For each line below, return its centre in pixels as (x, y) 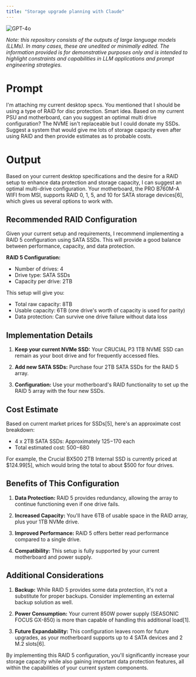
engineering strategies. (34, 65)
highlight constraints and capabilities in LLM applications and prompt (90, 58)
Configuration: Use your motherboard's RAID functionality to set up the (102, 385)
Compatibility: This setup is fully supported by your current (87, 551)
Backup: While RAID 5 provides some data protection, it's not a (91, 589)
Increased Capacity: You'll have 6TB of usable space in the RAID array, (101, 515)
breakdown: (21, 429)
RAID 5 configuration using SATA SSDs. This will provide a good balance (93, 240)
